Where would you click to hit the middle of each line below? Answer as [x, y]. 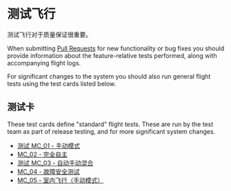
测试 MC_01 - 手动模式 [49, 145]
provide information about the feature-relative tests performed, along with [112, 55]
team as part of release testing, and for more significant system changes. [111, 131]
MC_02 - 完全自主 [42, 154]
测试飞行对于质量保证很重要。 [49, 34]
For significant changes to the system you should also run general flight [109, 76]
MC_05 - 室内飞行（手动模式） [60, 180]
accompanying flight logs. [44, 63]
